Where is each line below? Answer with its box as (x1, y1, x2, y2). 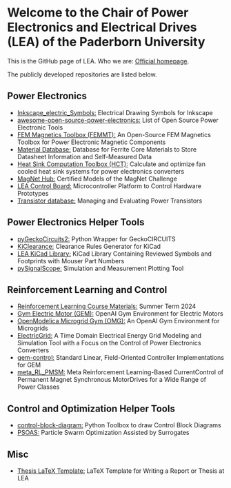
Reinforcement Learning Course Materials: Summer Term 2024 (17, 302, 197, 311)
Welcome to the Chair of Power (7, 5, 189, 21)
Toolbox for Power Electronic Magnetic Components (17, 138, 166, 146)
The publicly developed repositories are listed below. (7, 70, 157, 79)
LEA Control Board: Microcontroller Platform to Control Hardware (17, 181, 202, 190)
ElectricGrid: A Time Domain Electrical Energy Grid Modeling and (17, 332, 202, 340)
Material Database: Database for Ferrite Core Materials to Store (17, 145, 197, 153)
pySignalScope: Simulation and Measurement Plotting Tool (17, 264, 184, 272)
